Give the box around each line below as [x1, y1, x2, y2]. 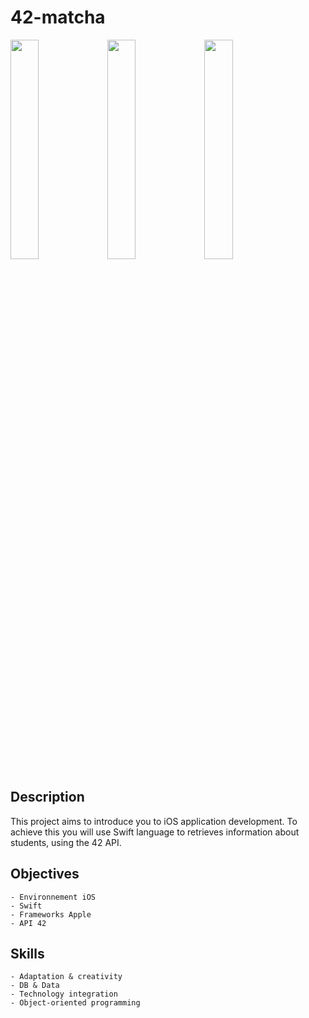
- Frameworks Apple [10, 909, 92, 920]
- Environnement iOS [10, 892, 97, 902]
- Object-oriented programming [10, 998, 141, 1008]
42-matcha [10, 6, 106, 29]
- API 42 [10, 918, 47, 928]
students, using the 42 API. [10, 836, 122, 848]
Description [10, 789, 85, 806]
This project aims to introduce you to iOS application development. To [10, 815, 298, 827]
